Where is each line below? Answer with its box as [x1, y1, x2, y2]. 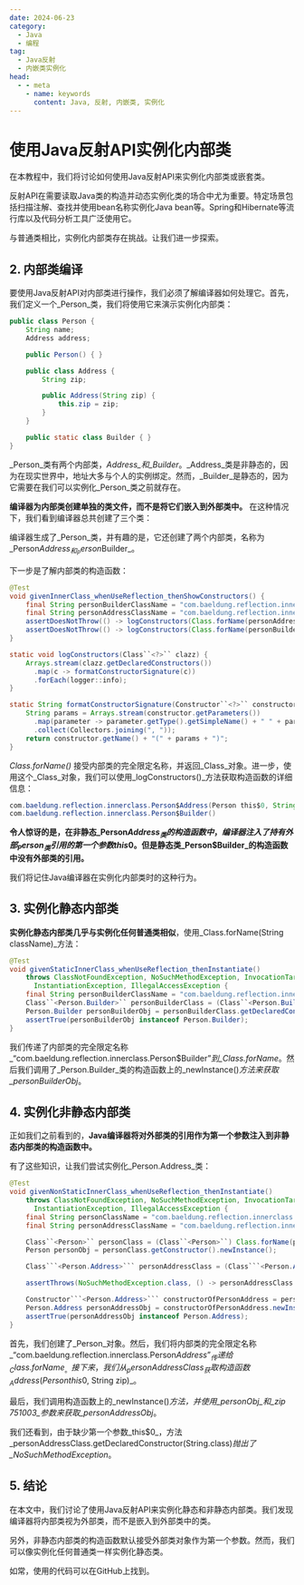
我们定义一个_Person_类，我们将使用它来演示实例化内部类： [9, 298, 233, 309]
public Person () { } [25, 350, 103, 359]
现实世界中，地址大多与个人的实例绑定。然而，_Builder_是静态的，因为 [24, 470, 289, 481]
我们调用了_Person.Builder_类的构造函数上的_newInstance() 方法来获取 [16, 1063, 279, 1075]
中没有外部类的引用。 [9, 852, 89, 863]
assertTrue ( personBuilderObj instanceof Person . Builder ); [25, 1015, 249, 1024]
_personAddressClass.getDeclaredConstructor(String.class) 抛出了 [9, 1437, 257, 1448]
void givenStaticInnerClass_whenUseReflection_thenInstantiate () [9, 964, 261, 974]
